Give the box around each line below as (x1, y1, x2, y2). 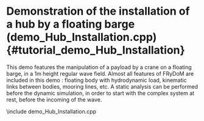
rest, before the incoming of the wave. (6, 96, 102, 103)
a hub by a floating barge (6, 17, 135, 31)
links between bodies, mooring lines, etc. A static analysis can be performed (6, 82, 199, 90)
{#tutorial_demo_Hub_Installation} (6, 43, 186, 57)
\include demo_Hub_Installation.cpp (6, 108, 96, 115)
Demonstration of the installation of (6, 4, 190, 18)
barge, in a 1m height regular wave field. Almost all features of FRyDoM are (6, 70, 194, 77)
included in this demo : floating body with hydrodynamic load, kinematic (6, 76, 187, 84)
